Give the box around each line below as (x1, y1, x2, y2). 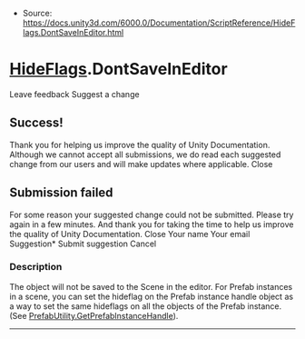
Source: (22, 8, 53, 18)
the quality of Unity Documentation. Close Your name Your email (9, 228, 251, 239)
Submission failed (9, 185, 113, 201)
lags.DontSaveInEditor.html (22, 27, 124, 37)
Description (9, 261, 63, 274)
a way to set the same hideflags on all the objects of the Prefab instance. (9, 300, 282, 312)
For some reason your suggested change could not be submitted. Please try (9, 209, 294, 220)
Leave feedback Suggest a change (9, 88, 140, 99)
